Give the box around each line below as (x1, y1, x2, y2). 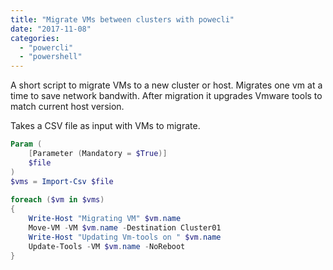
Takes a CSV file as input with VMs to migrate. (10, 120, 201, 132)
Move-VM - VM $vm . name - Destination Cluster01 (28, 223, 222, 233)
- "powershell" (19, 52, 83, 62)
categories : (10, 33, 60, 43)
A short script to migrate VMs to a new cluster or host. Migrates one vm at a (10, 79, 323, 91)
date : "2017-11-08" (10, 24, 92, 34)
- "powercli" (19, 42, 74, 53)
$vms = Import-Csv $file (10, 176, 114, 186)
